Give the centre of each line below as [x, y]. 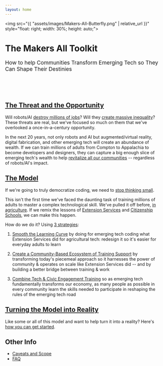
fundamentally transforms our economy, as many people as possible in [83, 284]
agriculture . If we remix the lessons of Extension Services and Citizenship [79, 210]
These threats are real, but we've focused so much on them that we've [76, 122]
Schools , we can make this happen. [41, 215]
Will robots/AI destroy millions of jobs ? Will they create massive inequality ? [80, 117]
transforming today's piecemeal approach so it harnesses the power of [83, 259]
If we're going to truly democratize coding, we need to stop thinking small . [80, 190]
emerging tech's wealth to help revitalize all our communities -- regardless [80, 158]
